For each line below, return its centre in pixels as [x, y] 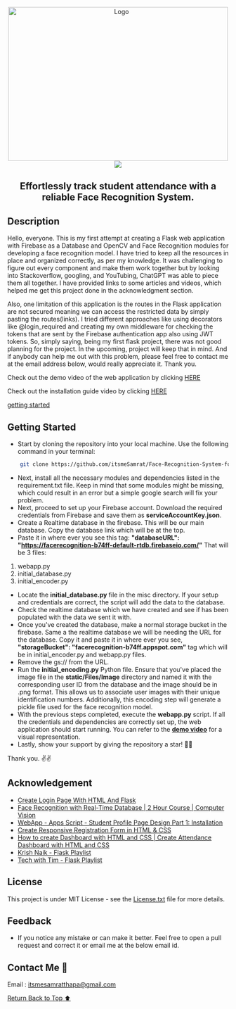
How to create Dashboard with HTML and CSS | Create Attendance [114, 837]
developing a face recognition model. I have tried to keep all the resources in [118, 253]
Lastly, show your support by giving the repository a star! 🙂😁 [105, 744]
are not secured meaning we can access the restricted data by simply [108, 312]
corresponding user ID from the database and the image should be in [117, 684]
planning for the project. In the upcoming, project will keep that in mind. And [117, 349]
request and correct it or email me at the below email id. [98, 946]
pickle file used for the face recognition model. [85, 706]
